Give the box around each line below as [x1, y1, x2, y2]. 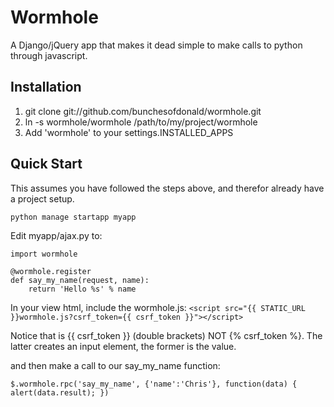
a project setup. [10, 192, 75, 205]
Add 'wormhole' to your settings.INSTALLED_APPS [24, 126, 234, 138]
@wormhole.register [10, 266, 92, 276]
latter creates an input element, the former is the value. [10, 340, 237, 352]
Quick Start [10, 156, 83, 173]
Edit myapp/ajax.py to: [10, 229, 103, 241]
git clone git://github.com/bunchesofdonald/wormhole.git [24, 105, 262, 117]
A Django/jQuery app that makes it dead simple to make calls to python [10, 39, 303, 51]
